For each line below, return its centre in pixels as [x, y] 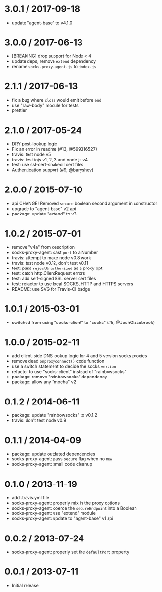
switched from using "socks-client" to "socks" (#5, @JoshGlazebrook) [83, 322]
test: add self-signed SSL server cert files [54, 278]
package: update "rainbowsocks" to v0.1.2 [54, 415]
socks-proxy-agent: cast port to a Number [55, 252]
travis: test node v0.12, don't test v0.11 [50, 263]
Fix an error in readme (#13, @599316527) [54, 149]
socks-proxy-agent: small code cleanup [52, 464]
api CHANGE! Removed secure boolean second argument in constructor [84, 203]
